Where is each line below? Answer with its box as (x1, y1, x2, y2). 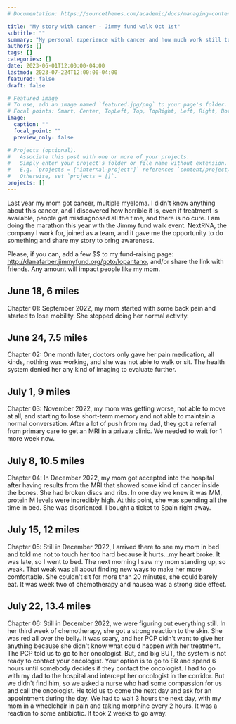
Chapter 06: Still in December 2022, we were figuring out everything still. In (7, 619, 226, 628)
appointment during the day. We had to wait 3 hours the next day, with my (7, 694, 221, 702)
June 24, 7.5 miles (7, 332, 88, 344)
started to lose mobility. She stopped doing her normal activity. (7, 311, 190, 320)
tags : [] (7, 49, 33, 56)
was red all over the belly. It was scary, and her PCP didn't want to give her (7, 634, 225, 642)
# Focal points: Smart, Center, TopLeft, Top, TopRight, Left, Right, (7, 108, 218, 115)
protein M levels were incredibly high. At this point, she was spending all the (7, 496, 228, 504)
